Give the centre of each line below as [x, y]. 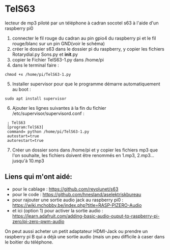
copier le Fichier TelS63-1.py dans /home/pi [58, 59]
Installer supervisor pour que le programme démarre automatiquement [86, 84]
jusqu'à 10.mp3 [28, 161]
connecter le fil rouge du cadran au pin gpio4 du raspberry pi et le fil [84, 38]
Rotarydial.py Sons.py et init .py [45, 54]
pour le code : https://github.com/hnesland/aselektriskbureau [77, 194]
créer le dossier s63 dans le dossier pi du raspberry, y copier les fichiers [88, 49]
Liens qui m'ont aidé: [38, 177]
